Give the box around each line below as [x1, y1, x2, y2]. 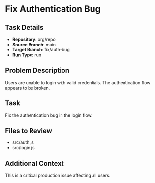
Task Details [5, 23, 44, 32]
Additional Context [5, 159, 64, 168]
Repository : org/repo [12, 36, 56, 42]
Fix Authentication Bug [5, 3, 101, 15]
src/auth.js [12, 139, 34, 145]
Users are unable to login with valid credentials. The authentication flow [5, 79, 151, 85]
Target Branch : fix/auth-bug [12, 47, 70, 52]
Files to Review [5, 127, 53, 135]
